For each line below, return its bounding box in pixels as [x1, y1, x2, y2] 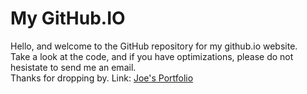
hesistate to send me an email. [10, 61, 137, 73]
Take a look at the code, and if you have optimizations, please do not [10, 50, 294, 62]
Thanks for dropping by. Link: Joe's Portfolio [10, 72, 194, 84]
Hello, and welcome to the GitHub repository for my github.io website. [10, 40, 298, 52]
